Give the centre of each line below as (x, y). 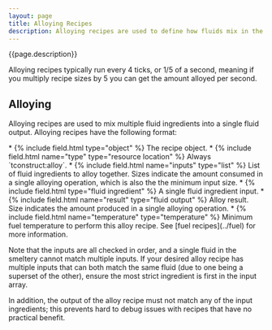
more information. (38, 234)
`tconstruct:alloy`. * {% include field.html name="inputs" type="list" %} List (134, 165)
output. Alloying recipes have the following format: (93, 132)
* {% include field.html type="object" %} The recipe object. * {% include (130, 148)
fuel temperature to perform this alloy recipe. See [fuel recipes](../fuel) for (132, 226)
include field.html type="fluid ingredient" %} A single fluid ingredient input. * (136, 191)
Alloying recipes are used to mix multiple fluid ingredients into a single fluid (134, 124)
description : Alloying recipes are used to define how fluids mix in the (136, 31)
